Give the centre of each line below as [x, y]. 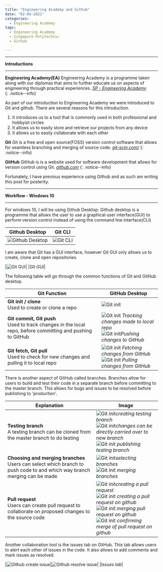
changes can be [134, 426]
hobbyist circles [28, 122]
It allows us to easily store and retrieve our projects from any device [80, 127]
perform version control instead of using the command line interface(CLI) [78, 220]
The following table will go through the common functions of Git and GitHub [81, 276]
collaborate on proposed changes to [49, 511]
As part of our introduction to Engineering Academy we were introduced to [80, 103]
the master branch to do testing [43, 438]
